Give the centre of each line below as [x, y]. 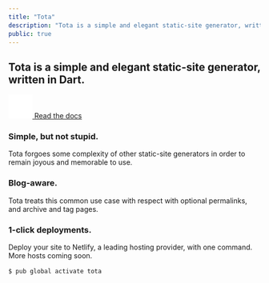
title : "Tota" [32, 17]
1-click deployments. [50, 229]
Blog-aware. [33, 183]
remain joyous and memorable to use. [70, 162]
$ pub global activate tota [55, 272]
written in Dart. [47, 80]
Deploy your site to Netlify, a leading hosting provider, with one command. [130, 247]
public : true [30, 34]
